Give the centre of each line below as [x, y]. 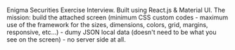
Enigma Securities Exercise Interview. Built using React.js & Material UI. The [116, 10]
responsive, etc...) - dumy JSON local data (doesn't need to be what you [112, 32]
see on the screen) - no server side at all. [66, 40]
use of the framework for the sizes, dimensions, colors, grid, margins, [107, 25]
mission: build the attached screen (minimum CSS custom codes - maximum [118, 17]
